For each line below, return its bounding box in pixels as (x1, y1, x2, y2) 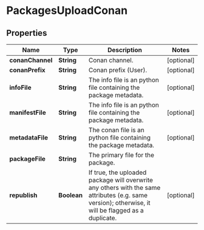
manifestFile (9, 109, 47, 117)
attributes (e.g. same (88, 191, 148, 199)
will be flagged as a (88, 206, 144, 214)
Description (107, 46, 143, 54)
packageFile (9, 155, 46, 163)
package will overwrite (88, 176, 154, 184)
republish (9, 191, 38, 199)
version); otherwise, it (88, 198, 151, 207)
